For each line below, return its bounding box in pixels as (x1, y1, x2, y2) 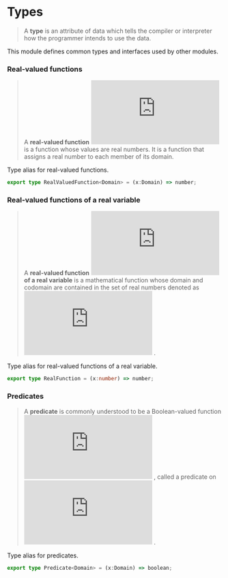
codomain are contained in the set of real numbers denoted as (23, 283, 199, 291)
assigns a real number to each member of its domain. (23, 153, 174, 161)
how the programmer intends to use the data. (23, 34, 152, 42)
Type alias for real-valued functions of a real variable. (7, 362, 158, 370)
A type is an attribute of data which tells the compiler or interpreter (23, 27, 213, 35)
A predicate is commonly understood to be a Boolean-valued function (23, 407, 222, 415)
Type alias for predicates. (7, 551, 79, 560)
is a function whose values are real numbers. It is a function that (23, 145, 205, 154)
